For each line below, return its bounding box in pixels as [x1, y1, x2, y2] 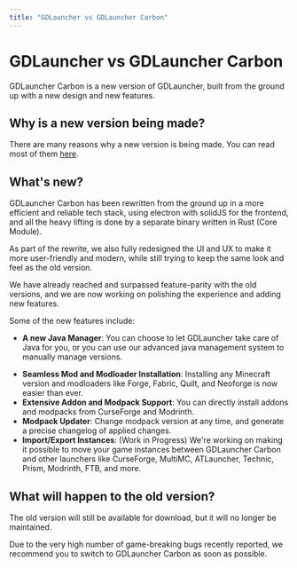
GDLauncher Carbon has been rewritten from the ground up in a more [9, 198, 264, 209]
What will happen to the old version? [9, 489, 215, 504]
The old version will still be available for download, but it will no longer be [9, 512, 277, 523]
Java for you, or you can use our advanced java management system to [21, 343, 285, 353]
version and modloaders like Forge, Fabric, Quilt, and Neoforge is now [21, 378, 278, 389]
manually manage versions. [21, 351, 122, 362]
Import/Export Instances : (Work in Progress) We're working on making [21, 435, 284, 446]
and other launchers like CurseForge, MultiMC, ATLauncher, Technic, [21, 454, 275, 464]
